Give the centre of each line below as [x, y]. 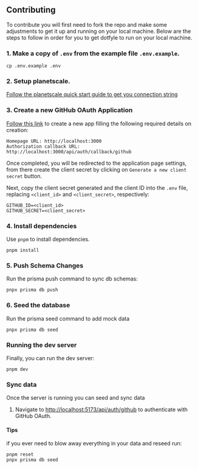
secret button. [24, 176]
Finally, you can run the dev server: [50, 358]
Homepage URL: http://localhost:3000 [54, 141]
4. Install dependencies [42, 226]
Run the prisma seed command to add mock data [68, 318]
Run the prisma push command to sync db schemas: [72, 279]
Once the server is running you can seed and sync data [76, 398]
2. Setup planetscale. [39, 82]
